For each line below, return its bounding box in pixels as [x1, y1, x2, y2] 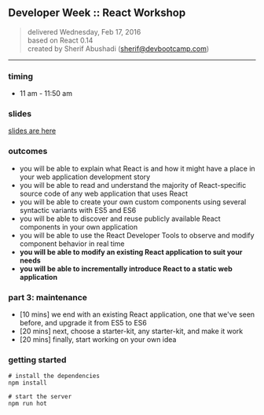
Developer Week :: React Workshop [8, 6, 186, 20]
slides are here [8, 126, 57, 136]
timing [8, 71, 34, 82]
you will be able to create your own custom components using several [19, 196, 247, 207]
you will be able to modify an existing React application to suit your [19, 247, 243, 256]
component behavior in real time [19, 239, 125, 248]
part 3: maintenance [8, 292, 88, 303]
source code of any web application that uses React [19, 189, 189, 198]
